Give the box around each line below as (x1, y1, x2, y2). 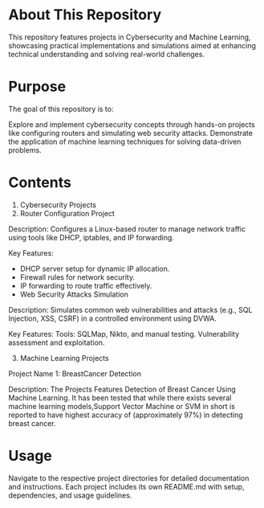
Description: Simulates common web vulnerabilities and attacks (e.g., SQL (8, 305, 253, 314)
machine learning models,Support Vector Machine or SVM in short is (8, 401, 235, 411)
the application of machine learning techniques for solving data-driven (8, 137, 242, 146)
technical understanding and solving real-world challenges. (8, 49, 205, 59)
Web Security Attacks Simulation (19, 289, 128, 299)
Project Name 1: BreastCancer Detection (8, 368, 142, 379)
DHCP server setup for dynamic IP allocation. (19, 264, 170, 273)
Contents (8, 174, 72, 192)
